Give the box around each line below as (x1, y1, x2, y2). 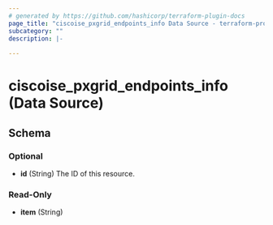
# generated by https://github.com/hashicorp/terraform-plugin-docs (8, 11, 245, 20)
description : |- (8, 34, 63, 43)
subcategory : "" (8, 27, 63, 35)
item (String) (19, 207, 63, 217)
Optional (8, 151, 43, 162)
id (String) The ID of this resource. (19, 169, 136, 178)
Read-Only (8, 189, 53, 200)
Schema (8, 126, 51, 140)
